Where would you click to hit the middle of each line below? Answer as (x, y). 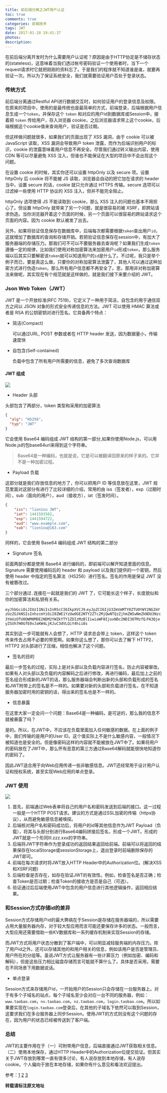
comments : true (21, 19)
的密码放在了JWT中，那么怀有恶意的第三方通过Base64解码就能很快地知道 (81, 749)
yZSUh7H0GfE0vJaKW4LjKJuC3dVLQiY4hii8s (46, 624)
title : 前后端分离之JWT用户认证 (35, 10)
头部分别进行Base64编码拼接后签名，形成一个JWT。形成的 (97, 832)
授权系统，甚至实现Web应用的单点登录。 (55, 772)
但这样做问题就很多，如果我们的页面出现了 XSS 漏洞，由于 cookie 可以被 (80, 137)
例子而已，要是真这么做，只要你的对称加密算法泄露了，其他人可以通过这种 (81, 262)
